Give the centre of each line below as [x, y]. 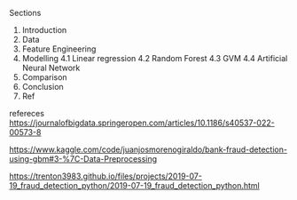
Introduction [44, 30]
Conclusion [43, 87]
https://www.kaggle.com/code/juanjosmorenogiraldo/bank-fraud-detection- [148, 149]
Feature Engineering [59, 49]
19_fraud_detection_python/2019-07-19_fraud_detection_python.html [134, 185]
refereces [27, 113]
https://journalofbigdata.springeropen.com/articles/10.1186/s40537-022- [142, 123]
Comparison [45, 77]
